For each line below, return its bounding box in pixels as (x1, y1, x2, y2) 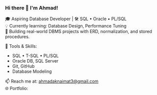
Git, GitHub (12, 63, 35, 69)
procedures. (5, 34, 30, 40)
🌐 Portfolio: (5, 86, 28, 92)
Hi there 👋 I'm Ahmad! (5, 4, 58, 11)
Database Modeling (12, 68, 52, 74)
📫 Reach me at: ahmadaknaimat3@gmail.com (5, 78, 99, 84)
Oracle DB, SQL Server (12, 58, 59, 64)
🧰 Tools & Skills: (5, 43, 37, 49)
